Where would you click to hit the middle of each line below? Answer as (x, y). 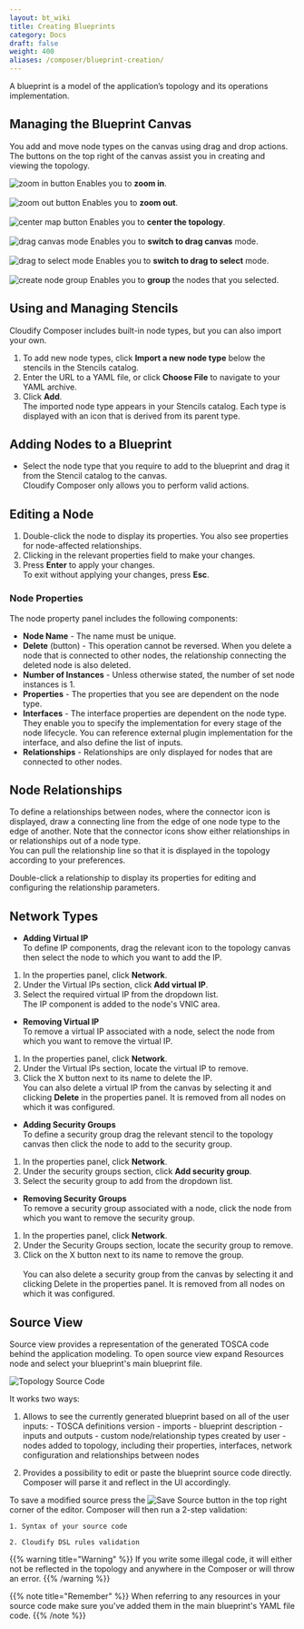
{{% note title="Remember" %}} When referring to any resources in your (145, 1596)
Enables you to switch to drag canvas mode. (174, 241)
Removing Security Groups (74, 1199)
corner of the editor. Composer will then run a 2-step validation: (128, 1509)
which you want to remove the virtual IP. (98, 1041)
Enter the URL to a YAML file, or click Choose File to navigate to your (151, 377)
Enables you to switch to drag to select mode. (182, 260)
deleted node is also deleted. (77, 664)
